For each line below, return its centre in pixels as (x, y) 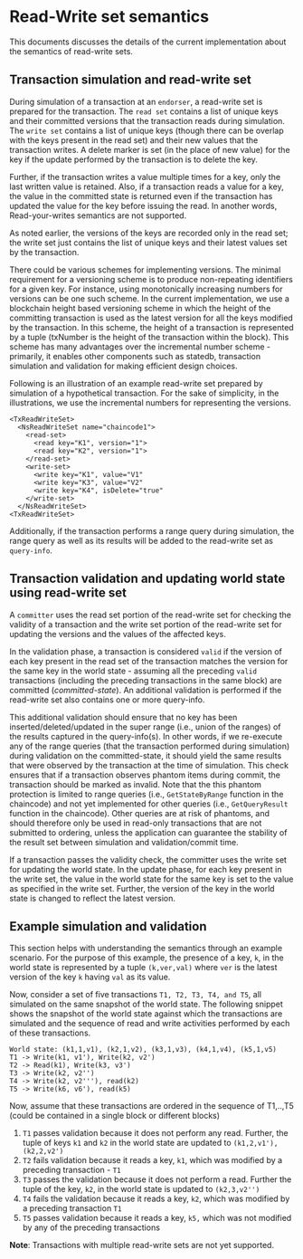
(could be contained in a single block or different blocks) (114, 1116)
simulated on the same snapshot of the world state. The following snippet (146, 1004)
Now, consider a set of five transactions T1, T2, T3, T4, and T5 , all (136, 995)
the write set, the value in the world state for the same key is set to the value (151, 879)
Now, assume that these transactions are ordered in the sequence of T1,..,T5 (151, 1106)
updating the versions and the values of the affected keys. (118, 634)
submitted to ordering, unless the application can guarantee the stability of (148, 832)
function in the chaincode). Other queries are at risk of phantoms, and (139, 813)
